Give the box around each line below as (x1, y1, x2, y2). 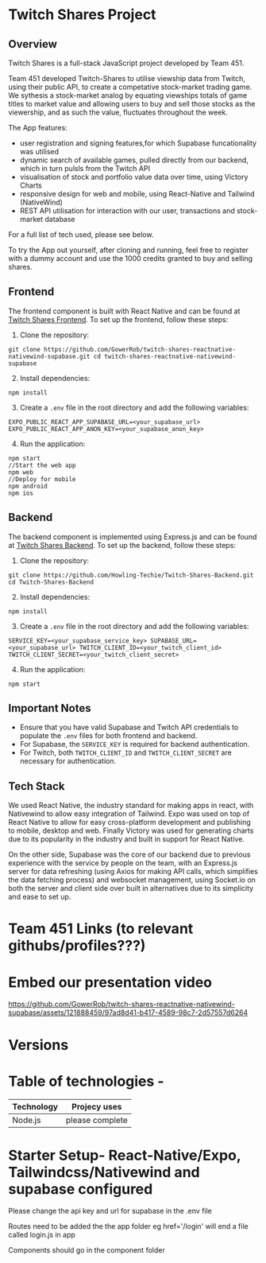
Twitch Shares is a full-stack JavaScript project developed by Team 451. (8, 58, 245, 68)
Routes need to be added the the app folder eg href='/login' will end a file (8, 1222, 249, 1231)
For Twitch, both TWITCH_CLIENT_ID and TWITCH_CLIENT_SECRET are (19, 748, 232, 757)
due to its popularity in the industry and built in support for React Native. (8, 834, 245, 844)
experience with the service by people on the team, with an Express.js (8, 858, 238, 868)
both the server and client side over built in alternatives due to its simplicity (8, 884, 254, 893)
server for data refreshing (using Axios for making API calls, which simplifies (8, 867, 258, 876)
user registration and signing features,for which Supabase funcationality (19, 138, 256, 148)
